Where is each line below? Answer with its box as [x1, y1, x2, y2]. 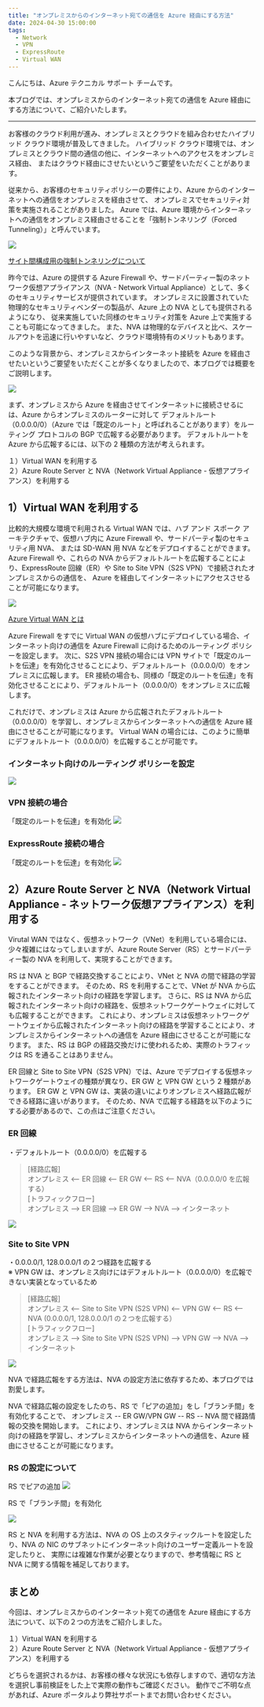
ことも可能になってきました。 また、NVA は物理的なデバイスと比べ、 [8, 322, 233, 331]
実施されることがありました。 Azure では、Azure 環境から [21, 204, 211, 214]
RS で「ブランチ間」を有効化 [8, 1499, 102, 1508]
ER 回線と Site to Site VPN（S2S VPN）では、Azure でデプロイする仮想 [8, 1067, 240, 1076]
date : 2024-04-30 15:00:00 [8, 19, 97, 27]
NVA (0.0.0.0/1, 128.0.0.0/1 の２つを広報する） [27, 1314, 177, 1323]
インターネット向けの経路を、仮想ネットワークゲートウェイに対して [35, 1001, 256, 1010]
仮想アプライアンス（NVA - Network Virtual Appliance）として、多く [28, 282, 251, 292]
